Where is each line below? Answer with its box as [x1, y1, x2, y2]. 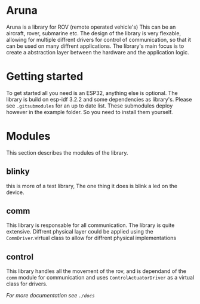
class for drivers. [6, 280, 48, 287]
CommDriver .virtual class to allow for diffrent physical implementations [6, 234, 177, 242]
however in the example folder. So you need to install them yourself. [6, 108, 173, 115]
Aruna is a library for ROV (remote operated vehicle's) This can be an [6, 23, 176, 30]
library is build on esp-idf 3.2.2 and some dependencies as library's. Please [6, 96, 192, 103]
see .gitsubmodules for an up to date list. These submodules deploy [6, 102, 173, 109]
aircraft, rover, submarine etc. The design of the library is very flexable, [6, 29, 181, 36]
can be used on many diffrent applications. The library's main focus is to [6, 42, 184, 50]
